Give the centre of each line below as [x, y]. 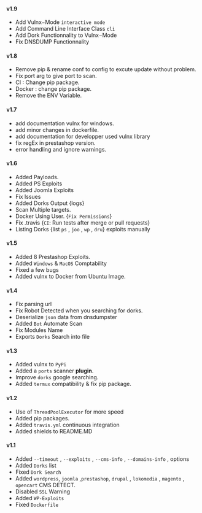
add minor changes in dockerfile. [57, 129]
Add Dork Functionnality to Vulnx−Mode [66, 35]
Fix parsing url [33, 304]
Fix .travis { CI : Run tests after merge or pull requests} [83, 222]
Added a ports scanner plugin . [54, 371]
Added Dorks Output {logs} [50, 203]
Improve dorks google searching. [57, 377]
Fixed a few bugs [37, 270]
